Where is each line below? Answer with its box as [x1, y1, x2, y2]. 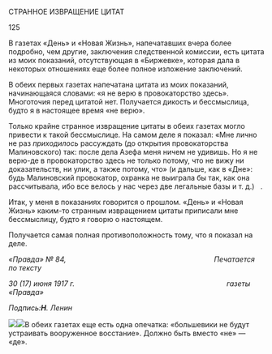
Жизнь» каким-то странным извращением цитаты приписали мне [8, 206, 239, 215]
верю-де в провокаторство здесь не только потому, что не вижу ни [8, 156, 245, 165]
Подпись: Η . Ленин [8, 303, 73, 313]
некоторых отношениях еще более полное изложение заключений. [8, 64, 244, 74]
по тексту [8, 263, 42, 272]
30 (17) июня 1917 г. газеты [8, 279, 251, 288]
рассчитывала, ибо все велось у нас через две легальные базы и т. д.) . [8, 181, 263, 191]
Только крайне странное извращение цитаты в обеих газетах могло [8, 122, 245, 130]
